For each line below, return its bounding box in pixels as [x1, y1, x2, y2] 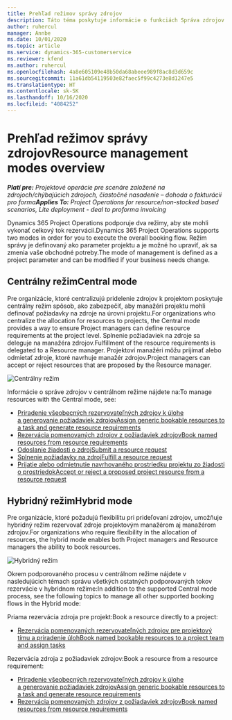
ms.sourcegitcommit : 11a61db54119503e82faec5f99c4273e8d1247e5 [7, 74, 194, 82]
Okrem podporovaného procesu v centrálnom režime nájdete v [7, 570, 187, 578]
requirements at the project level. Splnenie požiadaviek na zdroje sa [7, 331, 201, 339]
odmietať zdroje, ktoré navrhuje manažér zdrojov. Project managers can [7, 353, 211, 361]
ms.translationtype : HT [7, 81, 76, 88]
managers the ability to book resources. [7, 543, 121, 551]
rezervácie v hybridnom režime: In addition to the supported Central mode [7, 584, 217, 593]
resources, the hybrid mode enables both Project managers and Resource [7, 536, 218, 544]
